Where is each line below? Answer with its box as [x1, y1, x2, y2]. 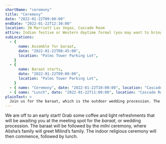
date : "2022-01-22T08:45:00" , [18, 48, 81, 53]
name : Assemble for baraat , [18, 44, 77, 49]
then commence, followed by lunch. [5, 134, 78, 140]
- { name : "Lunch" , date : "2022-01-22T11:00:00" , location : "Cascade [9, 90, 156, 95]
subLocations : [5, 35, 35, 40]
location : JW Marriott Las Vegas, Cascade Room [5, 26, 105, 31]
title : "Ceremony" [5, 12, 43, 17]
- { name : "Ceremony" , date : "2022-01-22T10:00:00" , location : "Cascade [9, 85, 163, 90]
